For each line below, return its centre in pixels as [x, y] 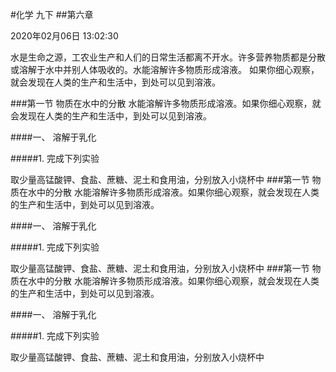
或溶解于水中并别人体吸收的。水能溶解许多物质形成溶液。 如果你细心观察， [165, 69]
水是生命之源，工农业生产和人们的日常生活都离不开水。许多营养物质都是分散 [168, 57]
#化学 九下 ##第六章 [52, 14]
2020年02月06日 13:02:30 [64, 36]
